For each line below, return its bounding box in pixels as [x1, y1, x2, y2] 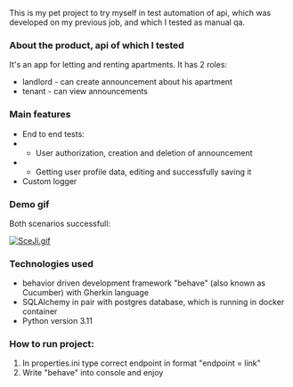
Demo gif [9, 198, 50, 210]
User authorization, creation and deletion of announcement [35, 147, 253, 158]
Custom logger [21, 175, 77, 186]
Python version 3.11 [21, 316, 94, 327]
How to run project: [9, 338, 95, 351]
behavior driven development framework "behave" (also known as [21, 278, 265, 288]
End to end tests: [21, 128, 85, 139]
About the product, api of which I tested [9, 39, 184, 52]
